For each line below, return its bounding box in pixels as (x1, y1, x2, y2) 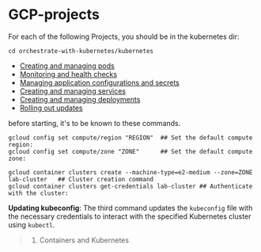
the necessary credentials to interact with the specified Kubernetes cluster (8, 212, 252, 221)
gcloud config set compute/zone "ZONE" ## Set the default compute (8, 147, 253, 155)
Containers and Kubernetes (39, 235, 129, 245)
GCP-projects (8, 6, 100, 24)
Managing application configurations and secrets (19, 78, 180, 87)
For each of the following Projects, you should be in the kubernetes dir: (8, 32, 240, 41)
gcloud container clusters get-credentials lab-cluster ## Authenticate (8, 182, 253, 190)
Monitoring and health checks (19, 69, 117, 78)
